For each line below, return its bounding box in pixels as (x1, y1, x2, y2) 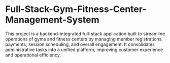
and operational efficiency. (5, 51, 61, 58)
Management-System (5, 14, 100, 25)
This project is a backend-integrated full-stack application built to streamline (5, 30, 165, 36)
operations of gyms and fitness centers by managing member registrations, (5, 36, 163, 42)
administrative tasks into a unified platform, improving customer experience (5, 46, 163, 52)
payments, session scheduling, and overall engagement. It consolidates (5, 41, 155, 47)
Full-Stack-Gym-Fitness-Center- (5, 3, 147, 15)
